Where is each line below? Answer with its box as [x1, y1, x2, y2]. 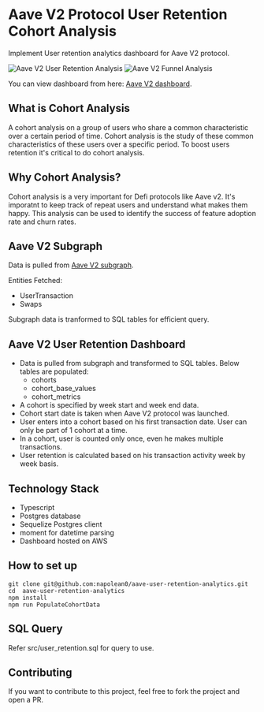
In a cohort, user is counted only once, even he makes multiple [19, 434, 224, 443]
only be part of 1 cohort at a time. [19, 426, 128, 435]
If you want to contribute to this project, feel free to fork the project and [8, 687, 240, 696]
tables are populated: [19, 367, 89, 376]
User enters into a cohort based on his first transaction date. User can [19, 417, 247, 427]
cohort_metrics [31, 392, 81, 401]
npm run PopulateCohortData [8, 601, 101, 609]
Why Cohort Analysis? [8, 171, 121, 185]
